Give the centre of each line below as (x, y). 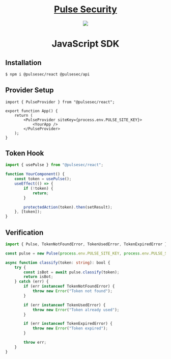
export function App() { (32, 111)
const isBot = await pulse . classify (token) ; (72, 272)
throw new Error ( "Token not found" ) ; (73, 291)
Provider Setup (30, 90)
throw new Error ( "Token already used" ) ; (76, 310)
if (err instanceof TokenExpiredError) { (68, 324)
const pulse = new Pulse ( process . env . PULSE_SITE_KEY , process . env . (78, 253)
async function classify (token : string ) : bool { (58, 263)
